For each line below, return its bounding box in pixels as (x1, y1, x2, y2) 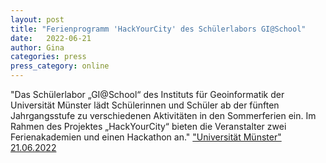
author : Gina (10, 42, 65, 53)
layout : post (10, 14, 65, 25)
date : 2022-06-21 (10, 33, 92, 43)
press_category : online (10, 61, 110, 71)
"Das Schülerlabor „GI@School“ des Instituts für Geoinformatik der (10, 89, 285, 100)
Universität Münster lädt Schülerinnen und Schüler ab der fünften (10, 99, 280, 111)
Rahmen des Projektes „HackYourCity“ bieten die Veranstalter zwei (10, 121, 287, 132)
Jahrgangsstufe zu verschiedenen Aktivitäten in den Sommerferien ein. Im (10, 110, 317, 121)
